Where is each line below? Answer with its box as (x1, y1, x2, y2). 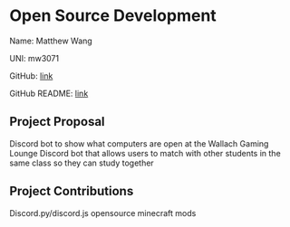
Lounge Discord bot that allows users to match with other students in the (9, 147, 281, 158)
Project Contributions (9, 184, 134, 199)
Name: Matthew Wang (9, 35, 92, 46)
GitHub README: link (9, 88, 89, 99)
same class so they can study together (9, 157, 154, 168)
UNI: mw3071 (9, 52, 60, 63)
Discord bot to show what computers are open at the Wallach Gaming (9, 137, 269, 149)
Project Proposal (9, 114, 106, 129)
